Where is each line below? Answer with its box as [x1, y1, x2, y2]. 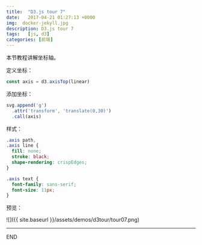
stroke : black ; [11, 154, 50, 160]
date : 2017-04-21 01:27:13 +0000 [6, 14, 96, 20]
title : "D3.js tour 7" [6, 8, 66, 15]
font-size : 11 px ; [11, 187, 55, 193]
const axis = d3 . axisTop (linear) [6, 79, 90, 85]
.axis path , [6, 137, 36, 143]
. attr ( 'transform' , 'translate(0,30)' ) [11, 107, 112, 114]
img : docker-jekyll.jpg [6, 20, 69, 26]
